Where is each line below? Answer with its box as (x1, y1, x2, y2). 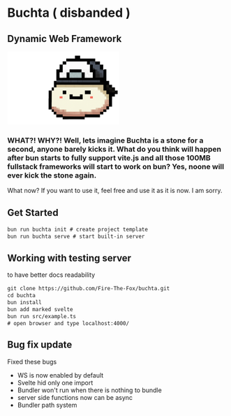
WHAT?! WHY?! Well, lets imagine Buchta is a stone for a (7, 136, 204, 145)
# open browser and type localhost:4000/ (7, 320, 130, 327)
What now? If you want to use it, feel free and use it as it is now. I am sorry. (7, 187, 223, 195)
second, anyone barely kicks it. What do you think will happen (7, 145, 222, 155)
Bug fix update (7, 339, 73, 351)
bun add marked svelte (7, 306, 73, 313)
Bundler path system (17, 401, 77, 409)
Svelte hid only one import (17, 378, 94, 387)
